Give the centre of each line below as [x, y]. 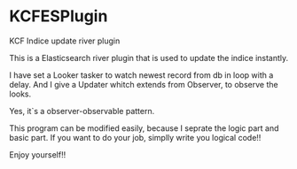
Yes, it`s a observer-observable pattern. [82, 111]
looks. [20, 94]
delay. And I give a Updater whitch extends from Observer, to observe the [144, 84]
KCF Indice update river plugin [65, 41]
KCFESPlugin [59, 16]
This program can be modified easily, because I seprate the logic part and [144, 128]
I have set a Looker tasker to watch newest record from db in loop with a [141, 75]
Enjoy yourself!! [38, 154]
